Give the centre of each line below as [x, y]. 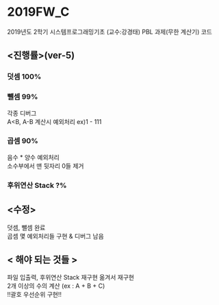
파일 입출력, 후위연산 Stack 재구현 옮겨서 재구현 [71, 278]
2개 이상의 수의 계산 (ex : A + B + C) [56, 286]
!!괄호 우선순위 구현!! [35, 295]
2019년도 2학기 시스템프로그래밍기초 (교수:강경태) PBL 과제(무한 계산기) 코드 [109, 32]
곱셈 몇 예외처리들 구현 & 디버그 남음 [55, 236]
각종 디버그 [22, 113]
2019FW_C [38, 12]
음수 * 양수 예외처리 [33, 157]
